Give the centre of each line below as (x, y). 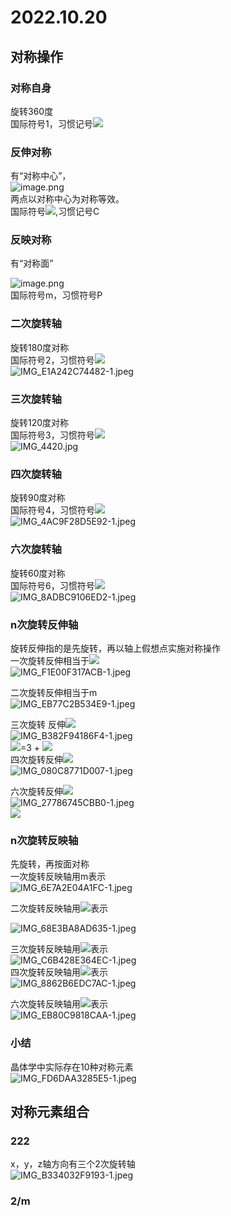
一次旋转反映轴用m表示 (58, 877)
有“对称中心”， (41, 176)
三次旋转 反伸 (38, 724)
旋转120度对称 (40, 423)
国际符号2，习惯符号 (52, 360)
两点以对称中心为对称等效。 (67, 199)
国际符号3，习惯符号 (52, 435)
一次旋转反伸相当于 (50, 660)
